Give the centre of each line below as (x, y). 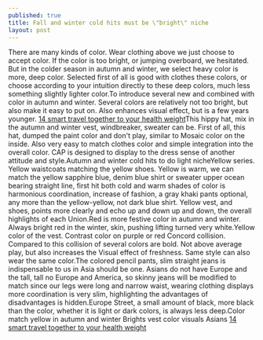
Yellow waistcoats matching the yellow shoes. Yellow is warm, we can (121, 169)
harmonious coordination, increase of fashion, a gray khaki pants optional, (128, 194)
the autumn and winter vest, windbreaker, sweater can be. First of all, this (127, 127)
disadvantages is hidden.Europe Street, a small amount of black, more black (131, 302)
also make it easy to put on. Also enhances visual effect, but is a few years (129, 111)
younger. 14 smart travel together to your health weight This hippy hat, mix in (131, 119)
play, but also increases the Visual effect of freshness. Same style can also (129, 253)
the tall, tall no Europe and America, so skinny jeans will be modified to (122, 278)
